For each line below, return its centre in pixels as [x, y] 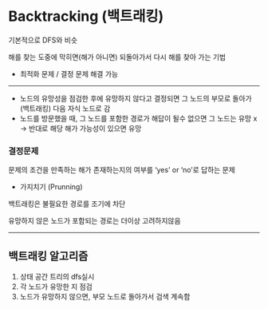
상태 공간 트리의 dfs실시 [57, 277]
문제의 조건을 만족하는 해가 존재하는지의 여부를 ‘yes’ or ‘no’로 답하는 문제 [122, 170]
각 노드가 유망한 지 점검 [56, 287]
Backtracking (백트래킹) [86, 16]
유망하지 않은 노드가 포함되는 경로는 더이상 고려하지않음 [95, 221]
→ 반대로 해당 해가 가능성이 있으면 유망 [81, 128]
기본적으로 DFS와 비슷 [43, 40]
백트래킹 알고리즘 [48, 256]
